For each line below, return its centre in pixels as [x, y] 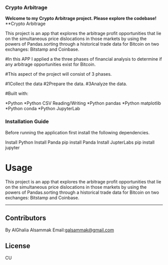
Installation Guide [27, 122]
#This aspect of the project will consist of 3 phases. [58, 74]
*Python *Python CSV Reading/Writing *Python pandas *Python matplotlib [83, 103]
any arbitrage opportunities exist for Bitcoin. [50, 65]
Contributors [26, 218]
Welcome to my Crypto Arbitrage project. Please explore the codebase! [81, 19]
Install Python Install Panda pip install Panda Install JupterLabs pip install [80, 142]
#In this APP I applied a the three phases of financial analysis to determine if [84, 59]
